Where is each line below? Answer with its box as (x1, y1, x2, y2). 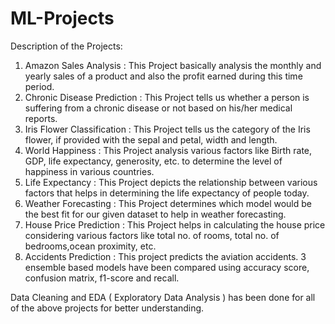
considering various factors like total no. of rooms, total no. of (24, 229, 280, 241)
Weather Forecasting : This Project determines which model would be (24, 197, 312, 209)
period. (24, 80, 55, 92)
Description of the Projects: (10, 40, 123, 52)
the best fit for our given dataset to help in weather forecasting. (24, 208, 287, 220)
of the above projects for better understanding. (10, 302, 205, 314)
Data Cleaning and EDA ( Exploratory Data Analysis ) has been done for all (10, 291, 316, 303)
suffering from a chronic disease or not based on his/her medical (24, 102, 293, 114)
